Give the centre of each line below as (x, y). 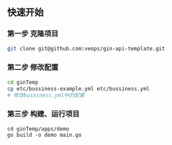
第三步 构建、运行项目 (44, 114)
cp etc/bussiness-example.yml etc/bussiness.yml (78, 88)
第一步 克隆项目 (33, 34)
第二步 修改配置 (33, 68)
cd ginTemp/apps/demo (38, 129)
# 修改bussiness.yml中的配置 (46, 95)
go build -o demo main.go (44, 135)
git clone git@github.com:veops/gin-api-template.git (86, 48)
